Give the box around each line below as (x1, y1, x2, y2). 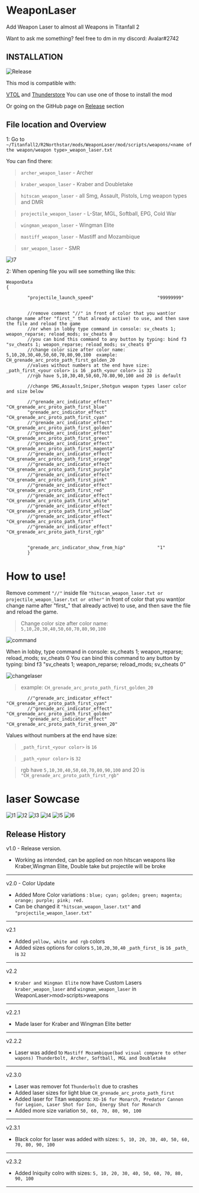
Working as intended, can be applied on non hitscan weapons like (14, 856, 176, 863)
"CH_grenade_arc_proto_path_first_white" (6, 497, 110, 503)
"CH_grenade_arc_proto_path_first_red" (6, 487, 105, 493)
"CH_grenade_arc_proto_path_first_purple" (6, 466, 113, 472)
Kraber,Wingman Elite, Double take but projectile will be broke (14, 863, 166, 870)
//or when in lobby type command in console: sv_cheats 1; (27, 325, 176, 332)
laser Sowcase (6, 792, 80, 806)
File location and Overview (6, 120, 107, 130)
